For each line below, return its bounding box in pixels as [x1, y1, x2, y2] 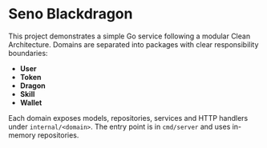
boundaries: [8, 48, 48, 58]
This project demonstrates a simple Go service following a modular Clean [8, 31, 251, 41]
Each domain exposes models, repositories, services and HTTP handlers [8, 113, 249, 122]
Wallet [19, 98, 42, 107]
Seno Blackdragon [8, 5, 133, 23]
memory [8, 130, 36, 140]
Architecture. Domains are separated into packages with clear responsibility [8, 39, 259, 49]
